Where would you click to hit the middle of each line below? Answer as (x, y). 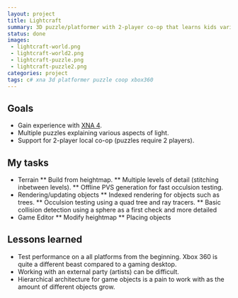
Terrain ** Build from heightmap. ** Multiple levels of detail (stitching (118, 180)
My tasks (28, 162)
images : (19, 40)
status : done (27, 34)
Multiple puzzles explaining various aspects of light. (93, 133)
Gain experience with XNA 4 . (60, 125)
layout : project (31, 14)
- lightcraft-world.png (45, 47)
